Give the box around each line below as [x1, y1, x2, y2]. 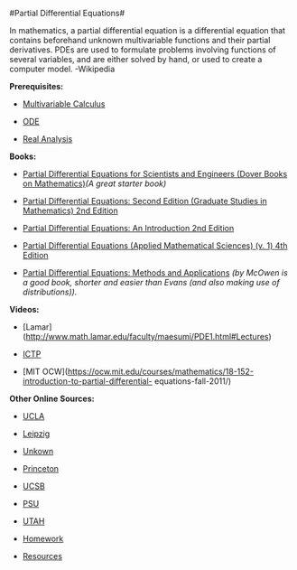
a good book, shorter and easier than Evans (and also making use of [22, 277, 280, 287]
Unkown [22, 446, 54, 456]
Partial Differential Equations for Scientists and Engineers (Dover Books [22, 169, 288, 179]
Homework [22, 533, 64, 544]
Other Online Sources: [9, 393, 95, 404]
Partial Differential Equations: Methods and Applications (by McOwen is [22, 267, 289, 278]
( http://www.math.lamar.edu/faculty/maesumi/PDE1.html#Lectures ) [22, 332, 273, 341]
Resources [22, 551, 63, 561]
